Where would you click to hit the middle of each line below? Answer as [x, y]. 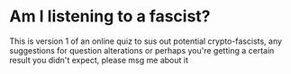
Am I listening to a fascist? [110, 16]
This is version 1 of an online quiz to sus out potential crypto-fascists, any [145, 41]
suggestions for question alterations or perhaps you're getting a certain [142, 50]
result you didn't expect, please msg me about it [99, 60]
